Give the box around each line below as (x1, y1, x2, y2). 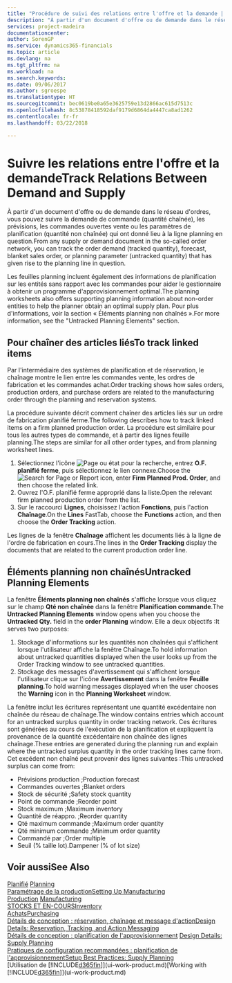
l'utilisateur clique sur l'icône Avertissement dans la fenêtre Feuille (17, 675, 209, 683)
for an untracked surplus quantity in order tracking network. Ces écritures (7, 718, 217, 726)
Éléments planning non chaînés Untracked (7, 566, 191, 578)
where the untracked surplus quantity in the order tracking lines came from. (7, 747, 222, 755)
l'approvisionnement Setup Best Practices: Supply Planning (7, 953, 175, 962)
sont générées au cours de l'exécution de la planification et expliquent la (7, 725, 214, 734)
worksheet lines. (7, 446, 54, 454)
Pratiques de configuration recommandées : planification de (7, 946, 178, 954)
